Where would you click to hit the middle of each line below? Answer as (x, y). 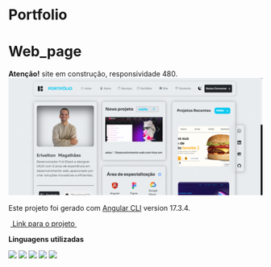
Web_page (45, 52)
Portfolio (38, 15)
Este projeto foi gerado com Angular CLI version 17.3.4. (100, 208)
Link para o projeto (43, 224)
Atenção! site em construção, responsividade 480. (93, 74)
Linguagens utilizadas (46, 240)
